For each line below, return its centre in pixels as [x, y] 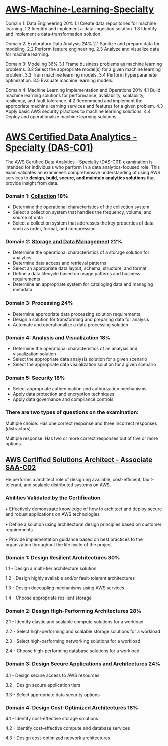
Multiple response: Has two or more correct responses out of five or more [82, 438]
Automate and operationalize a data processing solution [70, 324]
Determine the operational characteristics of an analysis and [75, 349]
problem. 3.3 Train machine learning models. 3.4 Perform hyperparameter [82, 74]
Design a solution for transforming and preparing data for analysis [81, 319]
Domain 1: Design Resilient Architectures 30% [63, 557]
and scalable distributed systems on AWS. [67, 485]
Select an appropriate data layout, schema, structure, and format [79, 268]
